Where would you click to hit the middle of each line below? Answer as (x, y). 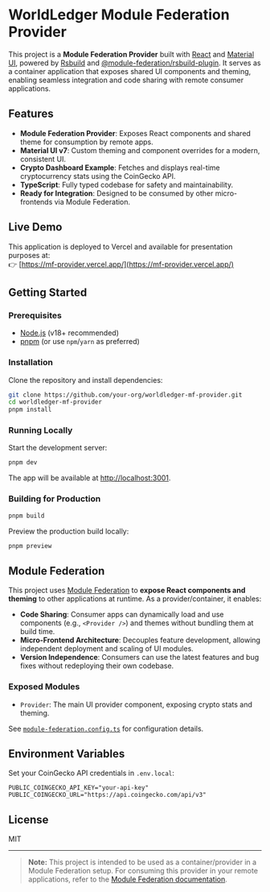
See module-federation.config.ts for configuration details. (106, 728)
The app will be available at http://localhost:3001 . (90, 478)
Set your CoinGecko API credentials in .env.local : (92, 773)
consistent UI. (43, 159)
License (29, 819)
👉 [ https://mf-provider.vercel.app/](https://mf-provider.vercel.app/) (121, 264)
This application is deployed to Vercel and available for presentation (121, 247)
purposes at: (29, 255)
